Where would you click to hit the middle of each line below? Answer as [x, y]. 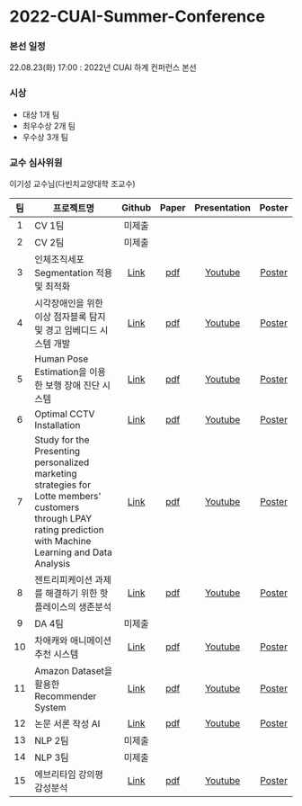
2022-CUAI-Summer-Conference [137, 17]
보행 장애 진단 [72, 386]
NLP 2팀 [52, 741]
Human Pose [62, 359]
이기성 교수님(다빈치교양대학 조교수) [73, 184]
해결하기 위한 [71, 594]
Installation [58, 425]
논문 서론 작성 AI [67, 724]
